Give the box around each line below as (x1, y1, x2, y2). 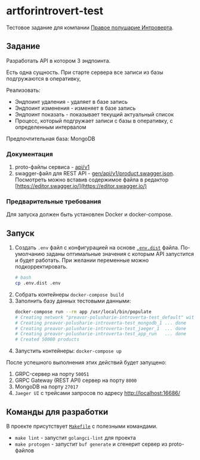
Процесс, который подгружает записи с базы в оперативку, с (14, 117, 173, 124)
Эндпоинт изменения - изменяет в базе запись (14, 104, 136, 112)
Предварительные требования (6, 197, 101, 205)
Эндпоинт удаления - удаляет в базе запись (14, 98, 128, 105)
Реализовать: (6, 87, 41, 94)
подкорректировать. (14, 263, 67, 270)
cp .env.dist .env (14, 280, 61, 286)
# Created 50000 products (14, 336, 79, 342)
